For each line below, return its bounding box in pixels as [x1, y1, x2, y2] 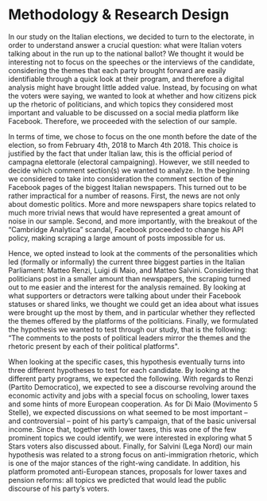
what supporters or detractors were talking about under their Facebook [8, 290, 242, 300]
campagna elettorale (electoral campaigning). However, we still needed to [8, 157, 250, 166]
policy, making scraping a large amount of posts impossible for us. [8, 233, 226, 243]
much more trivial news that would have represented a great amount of [8, 208, 241, 217]
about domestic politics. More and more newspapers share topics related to [8, 199, 257, 208]
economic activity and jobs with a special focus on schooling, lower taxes [8, 390, 249, 400]
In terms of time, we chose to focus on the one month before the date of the [8, 131, 257, 141]
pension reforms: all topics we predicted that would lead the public [8, 475, 226, 484]
